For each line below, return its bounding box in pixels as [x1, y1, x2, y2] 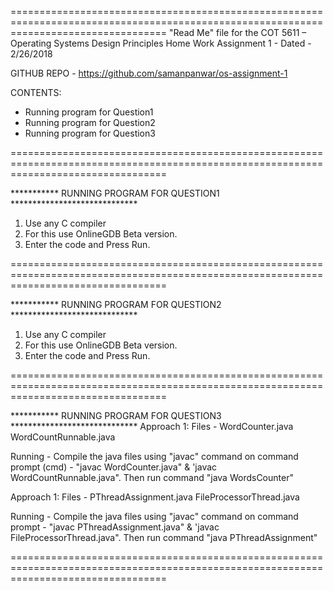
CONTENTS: [10, 87, 62, 98]
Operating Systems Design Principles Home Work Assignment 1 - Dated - [10, 37, 312, 49]
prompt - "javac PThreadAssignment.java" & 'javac [10, 521, 220, 533]
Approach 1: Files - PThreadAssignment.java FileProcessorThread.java [10, 491, 300, 503]
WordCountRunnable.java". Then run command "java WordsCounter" [10, 472, 294, 483]
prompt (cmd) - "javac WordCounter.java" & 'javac [10, 461, 218, 473]
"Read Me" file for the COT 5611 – [169, 27, 307, 38]
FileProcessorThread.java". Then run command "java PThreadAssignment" [10, 532, 318, 543]
